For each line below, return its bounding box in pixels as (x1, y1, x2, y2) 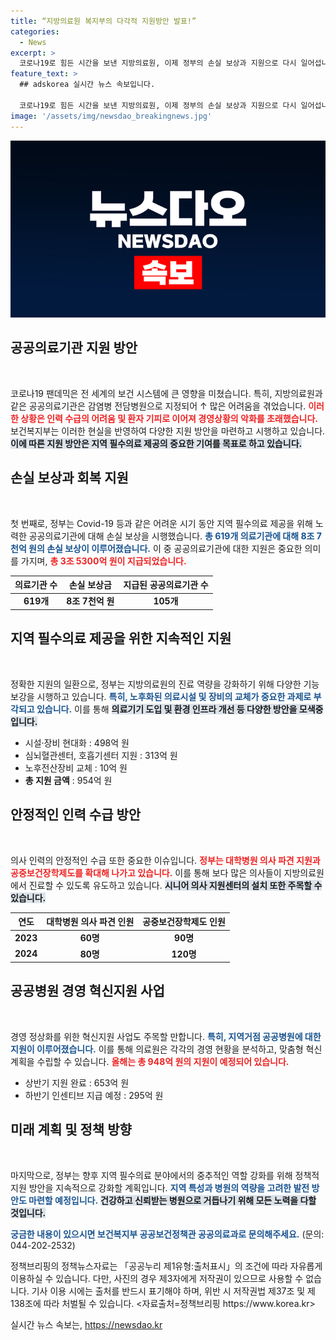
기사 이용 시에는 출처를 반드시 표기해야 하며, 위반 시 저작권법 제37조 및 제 (31, 1285, 316, 1297)
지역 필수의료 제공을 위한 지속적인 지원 (10, 630, 232, 647)
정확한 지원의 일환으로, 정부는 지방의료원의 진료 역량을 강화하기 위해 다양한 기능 (10, 678, 320, 690)
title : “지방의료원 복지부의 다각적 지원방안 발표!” (10, 16, 197, 26)
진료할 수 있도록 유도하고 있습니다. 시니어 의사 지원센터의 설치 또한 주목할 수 (28, 879, 323, 891)
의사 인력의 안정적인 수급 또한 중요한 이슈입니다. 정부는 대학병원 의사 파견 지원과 (10, 854, 321, 866)
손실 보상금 (68, 579, 112, 591)
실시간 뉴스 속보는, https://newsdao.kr (10, 1318, 163, 1330)
